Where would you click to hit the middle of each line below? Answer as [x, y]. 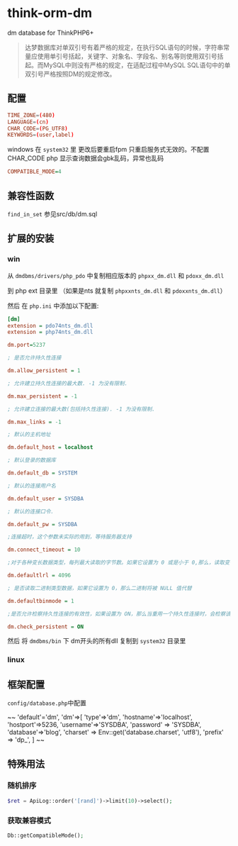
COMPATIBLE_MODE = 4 [34, 172]
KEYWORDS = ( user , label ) [41, 135]
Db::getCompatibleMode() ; [45, 835]
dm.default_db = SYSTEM [42, 473]
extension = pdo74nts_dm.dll [50, 325]
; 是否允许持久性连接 [34, 358]
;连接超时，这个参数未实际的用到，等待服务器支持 [70, 537]
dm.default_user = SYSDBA [45, 499]
